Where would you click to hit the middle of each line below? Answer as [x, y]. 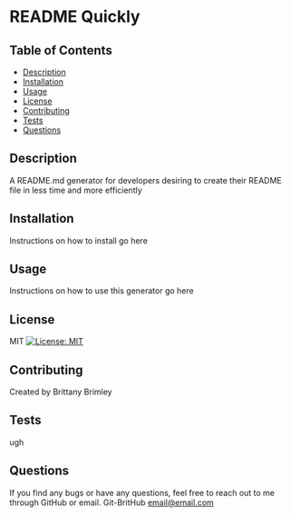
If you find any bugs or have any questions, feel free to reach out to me [142, 492]
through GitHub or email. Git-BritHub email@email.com [112, 502]
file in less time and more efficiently [76, 190]
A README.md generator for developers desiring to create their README [146, 180]
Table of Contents [61, 50]
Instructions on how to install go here [78, 240]
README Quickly [75, 17]
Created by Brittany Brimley [61, 392]
